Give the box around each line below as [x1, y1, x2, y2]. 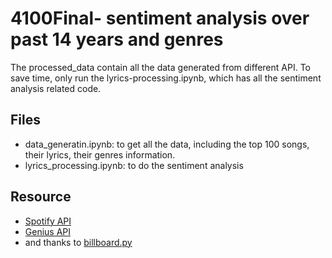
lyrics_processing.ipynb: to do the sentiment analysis [24, 159, 244, 171]
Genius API [24, 225, 72, 237]
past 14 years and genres [10, 28, 224, 51]
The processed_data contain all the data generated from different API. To [10, 61, 311, 73]
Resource [10, 188, 72, 206]
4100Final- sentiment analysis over [10, 7, 310, 30]
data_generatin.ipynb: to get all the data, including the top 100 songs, [24, 138, 310, 150]
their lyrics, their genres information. [24, 148, 176, 161]
